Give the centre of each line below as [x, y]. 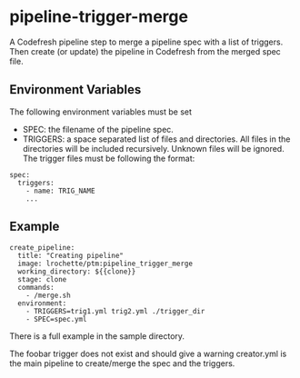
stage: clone [42, 279]
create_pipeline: [42, 247]
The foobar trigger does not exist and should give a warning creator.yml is [148, 353]
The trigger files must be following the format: [109, 158]
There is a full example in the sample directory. [97, 336]
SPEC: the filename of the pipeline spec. [98, 129]
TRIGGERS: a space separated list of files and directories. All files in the [156, 139]
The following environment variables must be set [101, 112]
